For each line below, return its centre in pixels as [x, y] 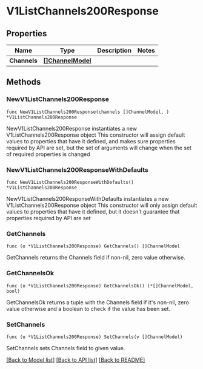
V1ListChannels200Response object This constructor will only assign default [102, 205]
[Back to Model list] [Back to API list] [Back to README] [76, 360]
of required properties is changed [48, 154]
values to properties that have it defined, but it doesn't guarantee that [93, 211]
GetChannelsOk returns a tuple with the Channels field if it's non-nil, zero [98, 302]
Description [114, 51]
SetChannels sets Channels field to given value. [66, 348]
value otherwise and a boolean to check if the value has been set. [88, 309]
